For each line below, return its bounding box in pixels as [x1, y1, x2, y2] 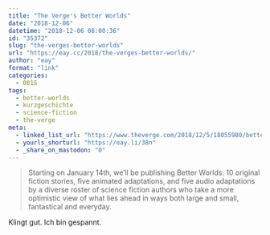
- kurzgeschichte [15, 101, 74, 109]
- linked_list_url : [15, 131, 81, 139]
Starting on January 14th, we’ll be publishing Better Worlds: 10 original [27, 168, 260, 177]
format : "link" [8, 64, 59, 72]
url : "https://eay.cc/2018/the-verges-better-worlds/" [8, 49, 196, 57]
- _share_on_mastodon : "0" [15, 146, 106, 154]
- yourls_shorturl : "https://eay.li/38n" [15, 138, 157, 147]
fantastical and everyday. [27, 202, 112, 212]
